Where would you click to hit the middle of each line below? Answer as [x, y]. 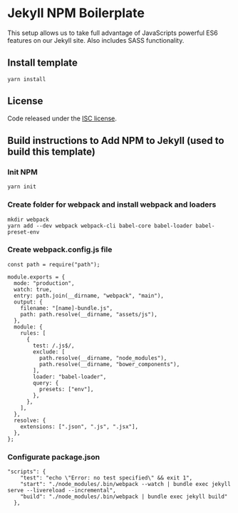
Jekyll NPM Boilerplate [76, 13]
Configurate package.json [54, 457]
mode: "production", [44, 283]
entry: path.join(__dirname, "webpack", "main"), [89, 296]
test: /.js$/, [54, 346]
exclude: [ [49, 352]
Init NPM [22, 172]
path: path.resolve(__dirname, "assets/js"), [89, 314]
